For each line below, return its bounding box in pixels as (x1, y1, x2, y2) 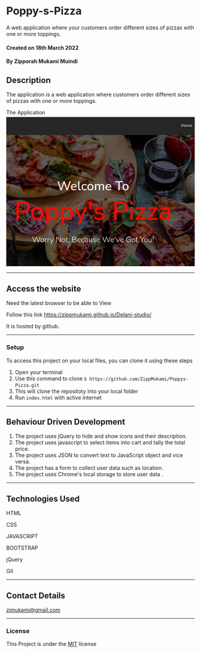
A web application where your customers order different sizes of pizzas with (6, 24, 194, 31)
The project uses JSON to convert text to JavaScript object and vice (14, 451, 184, 459)
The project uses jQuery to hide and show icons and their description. (14, 432, 187, 440)
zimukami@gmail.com (6, 606, 61, 614)
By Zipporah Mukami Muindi (6, 58, 78, 65)
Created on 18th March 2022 (6, 44, 79, 51)
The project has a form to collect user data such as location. (14, 465, 163, 472)
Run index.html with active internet (14, 393, 102, 401)
